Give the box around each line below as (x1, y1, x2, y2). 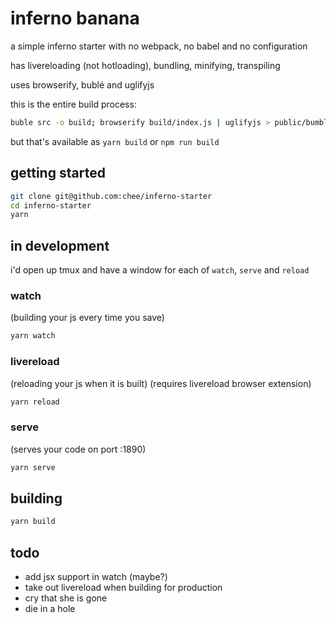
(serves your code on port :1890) (10, 443, 147, 455)
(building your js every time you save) (10, 312, 165, 324)
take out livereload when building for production (24, 582, 223, 594)
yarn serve (10, 462, 56, 472)
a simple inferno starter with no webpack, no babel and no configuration (10, 40, 308, 52)
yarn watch (10, 331, 56, 341)
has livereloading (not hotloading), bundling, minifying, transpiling (10, 59, 281, 71)
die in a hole (24, 603, 76, 615)
